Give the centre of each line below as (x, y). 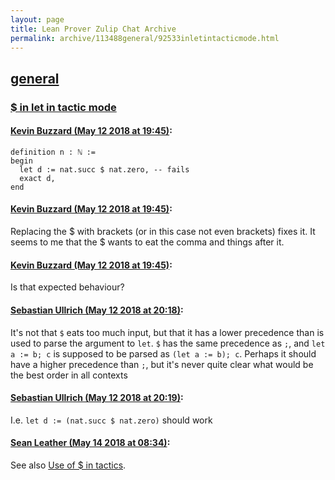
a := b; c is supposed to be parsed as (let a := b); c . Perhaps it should (163, 353)
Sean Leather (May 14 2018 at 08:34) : (90, 443)
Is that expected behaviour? (67, 287)
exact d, (37, 178)
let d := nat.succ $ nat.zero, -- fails (104, 169)
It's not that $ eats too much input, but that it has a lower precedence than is (167, 332)
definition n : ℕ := (53, 152)
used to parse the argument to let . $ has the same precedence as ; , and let (168, 343)
